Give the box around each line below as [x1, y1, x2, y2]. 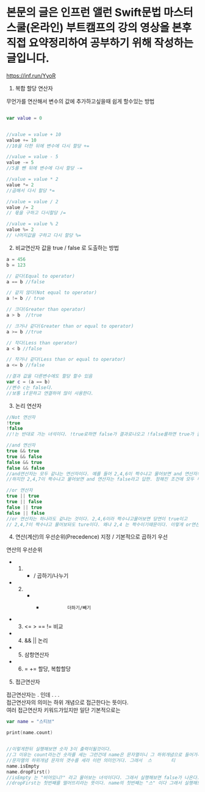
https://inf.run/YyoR [6, 71, 56, 79]
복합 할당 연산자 [15, 84, 53, 92]
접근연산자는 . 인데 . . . [6, 691, 60, 699]
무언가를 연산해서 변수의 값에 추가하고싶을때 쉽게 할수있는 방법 [6, 97, 155, 104]
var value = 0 [6, 115, 43, 121]
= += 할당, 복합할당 [24, 665, 71, 672]
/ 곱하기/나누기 [33, 572, 69, 579]
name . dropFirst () [6, 769, 51, 775]
